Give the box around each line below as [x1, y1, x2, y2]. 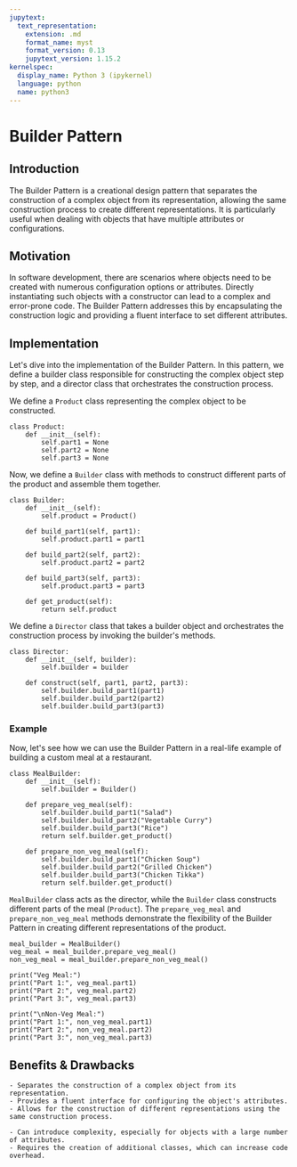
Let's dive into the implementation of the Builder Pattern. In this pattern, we [9, 360, 285, 371]
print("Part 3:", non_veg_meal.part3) [9, 1033, 153, 1042]
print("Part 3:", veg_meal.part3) [9, 994, 138, 1003]
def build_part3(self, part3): [25, 574, 141, 583]
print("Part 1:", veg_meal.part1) [9, 979, 138, 988]
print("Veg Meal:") [9, 971, 82, 980]
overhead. [9, 1151, 46, 1161]
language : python [17, 79, 82, 88]
